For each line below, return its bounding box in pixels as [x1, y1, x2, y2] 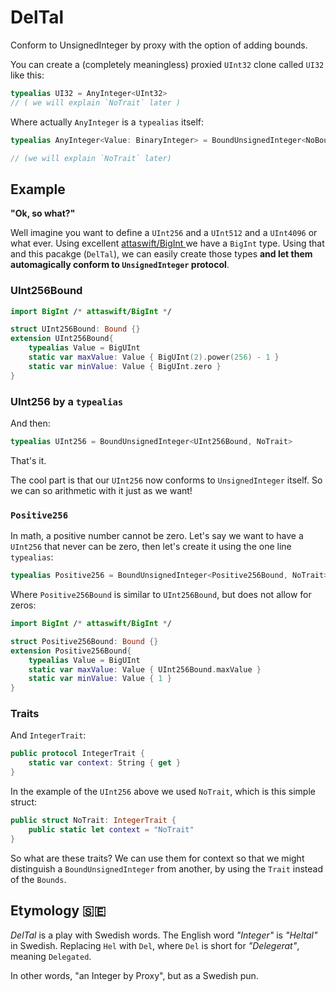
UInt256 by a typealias [10, 394, 124, 408]
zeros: [10, 599, 37, 611]
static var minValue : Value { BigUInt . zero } [28, 361, 222, 371]
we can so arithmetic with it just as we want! [10, 484, 193, 496]
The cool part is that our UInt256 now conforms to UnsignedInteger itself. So [10, 474, 323, 486]
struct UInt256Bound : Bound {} [10, 324, 141, 335]
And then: [10, 417, 51, 429]
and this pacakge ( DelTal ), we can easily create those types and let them [10, 248, 313, 260]
